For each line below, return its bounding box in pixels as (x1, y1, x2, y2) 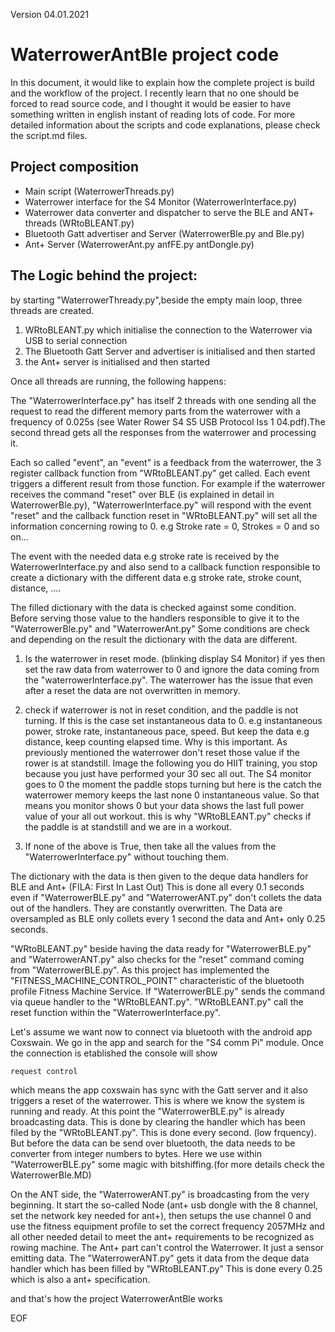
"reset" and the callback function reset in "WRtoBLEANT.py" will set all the (10, 509, 318, 521)
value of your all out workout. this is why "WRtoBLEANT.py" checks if (24, 810, 312, 822)
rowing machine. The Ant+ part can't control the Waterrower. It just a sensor (10, 1241, 325, 1253)
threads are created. (10, 304, 95, 316)
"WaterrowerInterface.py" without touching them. (24, 850, 229, 863)
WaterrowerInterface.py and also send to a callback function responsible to (10, 560, 321, 573)
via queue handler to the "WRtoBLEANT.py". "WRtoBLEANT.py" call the (10, 995, 304, 1008)
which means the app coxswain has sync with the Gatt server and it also (10, 1084, 308, 1096)
